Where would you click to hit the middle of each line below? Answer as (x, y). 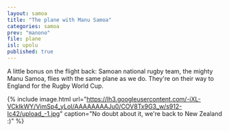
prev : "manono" (29, 33)
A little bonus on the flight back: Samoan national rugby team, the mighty (110, 71)
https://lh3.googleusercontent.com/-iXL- (144, 99)
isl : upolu (23, 45)
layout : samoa (27, 13)
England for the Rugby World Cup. (56, 86)
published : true (30, 52)
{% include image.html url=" (47, 99)
